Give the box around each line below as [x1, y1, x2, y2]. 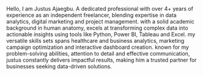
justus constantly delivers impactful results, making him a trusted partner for [6, 57, 197, 63]
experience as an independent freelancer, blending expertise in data [6, 11, 177, 19]
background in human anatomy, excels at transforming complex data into [6, 24, 188, 31]
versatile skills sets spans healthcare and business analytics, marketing [6, 37, 185, 44]
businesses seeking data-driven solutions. [6, 63, 112, 70]
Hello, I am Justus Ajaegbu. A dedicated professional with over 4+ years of [6, 5, 194, 12]
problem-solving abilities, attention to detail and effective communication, [6, 50, 190, 57]
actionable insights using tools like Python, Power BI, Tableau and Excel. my [6, 31, 196, 38]
